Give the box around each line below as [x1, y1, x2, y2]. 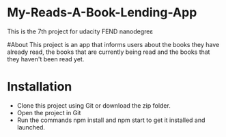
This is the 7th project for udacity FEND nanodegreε [7, 27, 154, 35]
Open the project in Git [16, 108, 81, 117]
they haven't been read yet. [7, 55, 85, 63]
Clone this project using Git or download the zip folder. [16, 101, 171, 110]
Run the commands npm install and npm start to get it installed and [16, 116, 206, 124]
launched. [16, 123, 46, 131]
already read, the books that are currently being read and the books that [7, 48, 210, 56]
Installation [7, 79, 72, 95]
